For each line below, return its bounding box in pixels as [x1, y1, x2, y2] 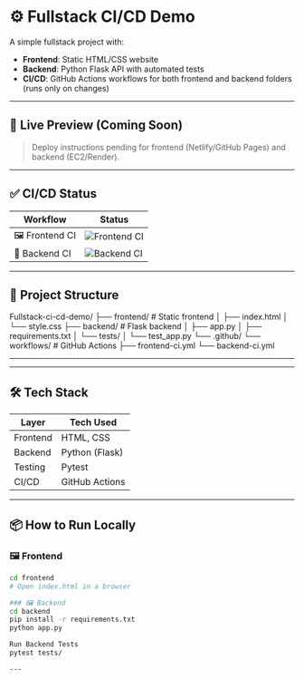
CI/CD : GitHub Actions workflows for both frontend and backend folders [22, 73, 292, 83]
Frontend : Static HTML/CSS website [22, 53, 159, 64]
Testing [14, 461, 46, 473]
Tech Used [69, 416, 118, 429]
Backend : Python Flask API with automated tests [22, 63, 205, 74]
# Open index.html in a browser [9, 582, 131, 591]
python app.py [9, 624, 63, 633]
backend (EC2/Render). [31, 151, 120, 162]
